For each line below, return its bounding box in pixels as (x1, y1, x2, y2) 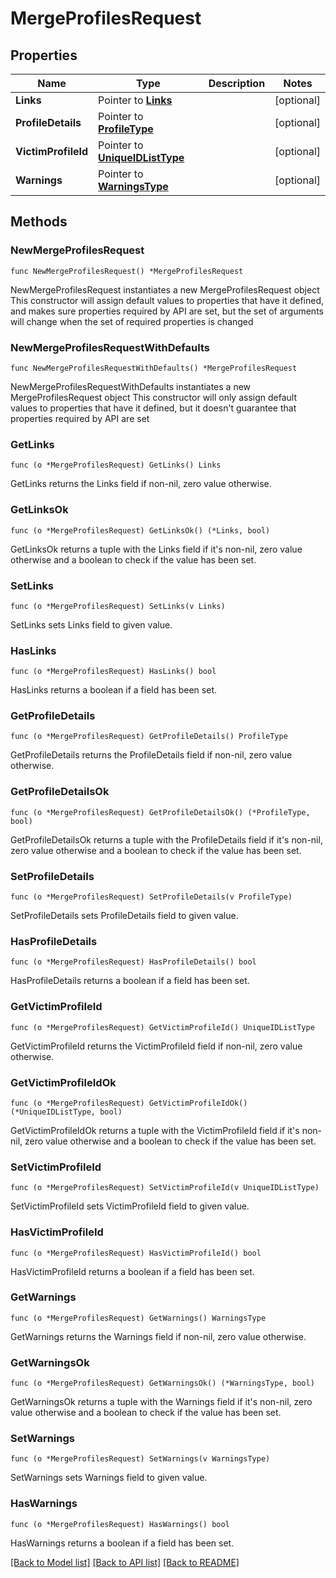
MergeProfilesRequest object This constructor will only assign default (10, 391, 298, 403)
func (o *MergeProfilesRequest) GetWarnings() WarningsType (10, 1313, 267, 1323)
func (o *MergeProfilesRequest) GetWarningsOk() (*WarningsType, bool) (10, 1378, 315, 1389)
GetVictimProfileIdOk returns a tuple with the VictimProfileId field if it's (10, 1124, 300, 1136)
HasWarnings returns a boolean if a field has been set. (10, 1537, 235, 1549)
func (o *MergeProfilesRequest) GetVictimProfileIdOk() (10, 1098, 248, 1108)
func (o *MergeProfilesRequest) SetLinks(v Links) (10, 601, 226, 611)
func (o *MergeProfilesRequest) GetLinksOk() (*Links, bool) (10, 525, 271, 536)
